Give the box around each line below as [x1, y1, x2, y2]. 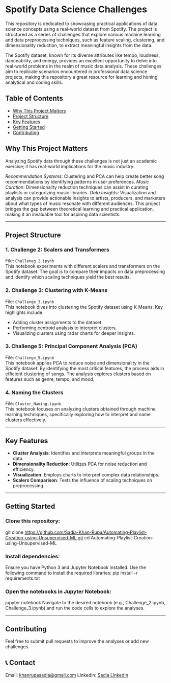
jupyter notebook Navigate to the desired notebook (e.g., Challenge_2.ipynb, [5, 600, 166, 606]
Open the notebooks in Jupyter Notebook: [5, 588, 112, 595]
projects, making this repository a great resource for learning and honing [5, 74, 158, 80]
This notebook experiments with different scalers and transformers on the [5, 263, 160, 269]
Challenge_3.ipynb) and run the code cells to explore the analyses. [5, 605, 145, 611]
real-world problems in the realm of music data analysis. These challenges [5, 63, 162, 69]
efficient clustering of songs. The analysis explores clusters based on [5, 371, 151, 377]
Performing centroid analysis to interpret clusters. [12, 325, 117, 331]
